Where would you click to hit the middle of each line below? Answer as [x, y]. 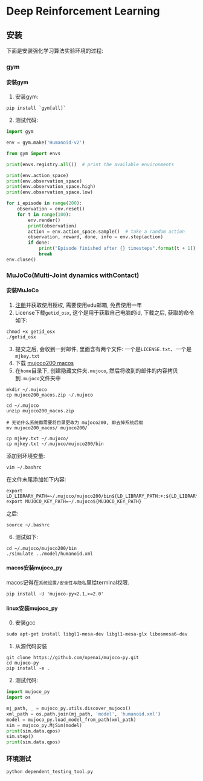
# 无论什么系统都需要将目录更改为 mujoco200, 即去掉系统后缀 [75, 423]
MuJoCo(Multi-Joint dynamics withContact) [73, 275]
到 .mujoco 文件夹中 [38, 378]
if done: [39, 243]
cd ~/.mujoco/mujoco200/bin [42, 548]
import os [19, 698]
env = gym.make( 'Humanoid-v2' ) [46, 142]
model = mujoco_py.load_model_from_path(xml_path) [71, 720]
